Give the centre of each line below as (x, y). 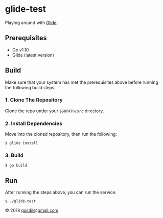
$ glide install (22, 143)
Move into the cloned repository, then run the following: (61, 134)
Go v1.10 (21, 49)
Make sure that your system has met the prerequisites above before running (81, 82)
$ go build (16, 166)
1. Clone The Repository (34, 100)
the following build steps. (30, 87)
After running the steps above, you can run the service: (61, 193)
